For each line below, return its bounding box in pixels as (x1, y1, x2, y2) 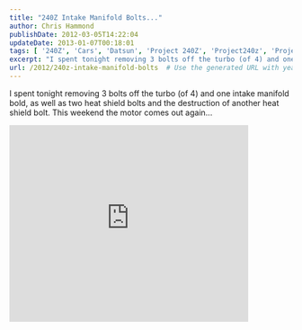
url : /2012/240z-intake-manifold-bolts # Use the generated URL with (9, 64, 280, 73)
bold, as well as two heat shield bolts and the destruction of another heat (9, 97, 280, 108)
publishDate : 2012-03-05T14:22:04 (9, 30, 139, 39)
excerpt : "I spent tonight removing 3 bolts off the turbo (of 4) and (9, 55, 280, 64)
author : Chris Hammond (9, 22, 94, 31)
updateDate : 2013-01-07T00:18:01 (9, 38, 135, 48)
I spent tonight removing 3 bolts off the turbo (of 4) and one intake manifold (9, 87, 289, 99)
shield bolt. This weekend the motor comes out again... (9, 107, 213, 118)
